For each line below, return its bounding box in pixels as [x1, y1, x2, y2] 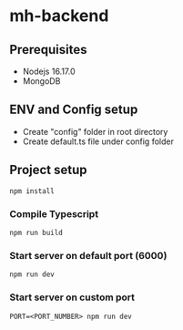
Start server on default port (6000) [9, 249, 168, 262]
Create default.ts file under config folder [22, 136, 175, 147]
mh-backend [9, 5, 109, 26]
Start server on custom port [9, 291, 135, 304]
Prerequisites [9, 42, 87, 57]
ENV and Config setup [9, 102, 138, 118]
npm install [9, 186, 55, 196]
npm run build [9, 228, 64, 237]
